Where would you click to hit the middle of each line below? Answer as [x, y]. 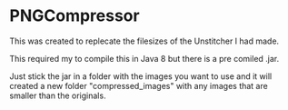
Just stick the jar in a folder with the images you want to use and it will [141, 76]
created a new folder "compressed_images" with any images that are [139, 85]
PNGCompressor [74, 16]
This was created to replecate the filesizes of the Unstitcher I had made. [144, 41]
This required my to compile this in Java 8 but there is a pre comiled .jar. [144, 58]
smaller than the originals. [58, 95]
